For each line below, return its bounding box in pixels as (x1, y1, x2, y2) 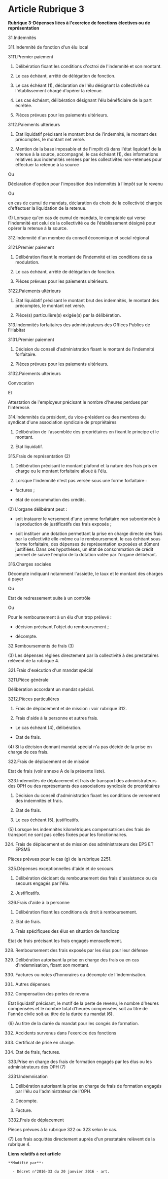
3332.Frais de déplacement (8, 1117, 64, 1123)
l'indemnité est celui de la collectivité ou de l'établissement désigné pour (8, 220, 156, 226)
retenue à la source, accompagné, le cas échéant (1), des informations (15, 151, 159, 157)
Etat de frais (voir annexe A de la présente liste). (8, 768, 105, 774)
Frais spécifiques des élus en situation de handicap (15, 928, 120, 934)
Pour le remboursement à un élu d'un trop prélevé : (8, 614, 112, 620)
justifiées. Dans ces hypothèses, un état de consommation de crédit (15, 546, 154, 552)
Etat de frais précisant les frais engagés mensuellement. (8, 938, 122, 944)
